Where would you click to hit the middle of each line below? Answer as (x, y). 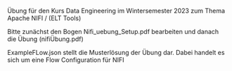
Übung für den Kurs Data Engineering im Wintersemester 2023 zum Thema (116, 11)
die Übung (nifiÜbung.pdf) (46, 39)
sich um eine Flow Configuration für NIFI (66, 60)
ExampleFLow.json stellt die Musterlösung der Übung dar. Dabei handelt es (116, 53)
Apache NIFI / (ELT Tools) (44, 18)
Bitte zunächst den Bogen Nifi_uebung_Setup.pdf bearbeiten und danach (113, 32)
